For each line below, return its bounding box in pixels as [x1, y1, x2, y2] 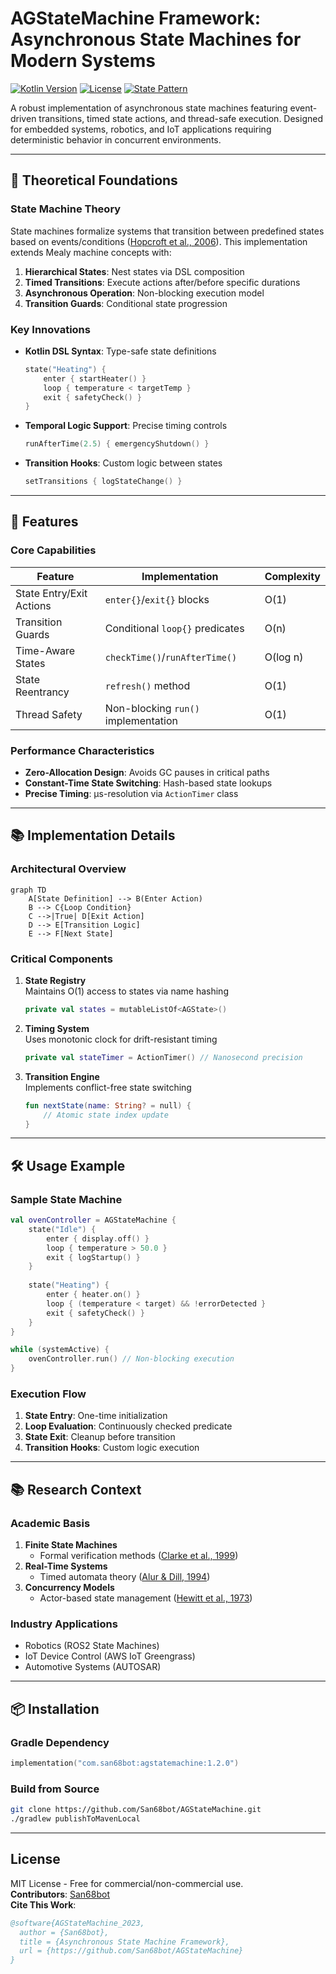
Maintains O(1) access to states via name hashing [24, 985, 229, 997]
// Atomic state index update [43, 1110, 169, 1120]
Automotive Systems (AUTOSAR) [24, 1661, 162, 1673]
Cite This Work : [10, 1898, 77, 1911]
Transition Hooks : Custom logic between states [24, 457, 223, 469]
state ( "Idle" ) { [28, 1224, 97, 1234]
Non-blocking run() [104, 701, 200, 715]
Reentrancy [15, 685, 70, 699]
